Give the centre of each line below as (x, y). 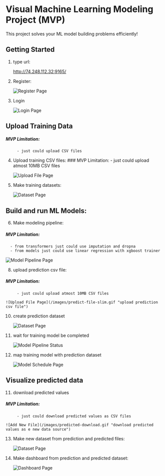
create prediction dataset (39, 316)
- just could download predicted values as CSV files (74, 416)
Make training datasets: (37, 185)
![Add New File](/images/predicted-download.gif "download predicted (80, 425)
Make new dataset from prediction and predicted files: (69, 438)
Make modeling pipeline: (38, 222)
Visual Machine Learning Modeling (79, 9)
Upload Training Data (39, 126)
